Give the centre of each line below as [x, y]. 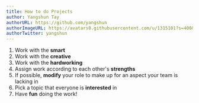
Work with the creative [43, 57]
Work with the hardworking [49, 63]
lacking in [26, 82]
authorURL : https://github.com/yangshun [57, 22]
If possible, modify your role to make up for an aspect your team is [96, 75]
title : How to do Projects [39, 11]
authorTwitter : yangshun [37, 34]
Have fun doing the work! [46, 94]
